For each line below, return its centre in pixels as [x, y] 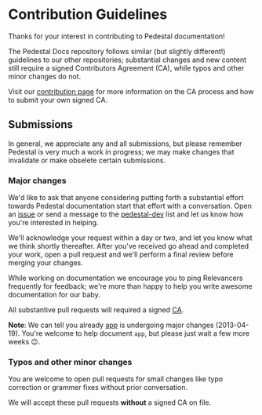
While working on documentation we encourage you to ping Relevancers [126, 278]
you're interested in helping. [53, 223]
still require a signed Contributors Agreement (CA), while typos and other [126, 67]
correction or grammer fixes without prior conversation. [98, 388]
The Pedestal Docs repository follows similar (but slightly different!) [117, 51]
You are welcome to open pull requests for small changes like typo [116, 379]
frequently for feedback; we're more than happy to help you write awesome [130, 286]
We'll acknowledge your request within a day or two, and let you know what [130, 238]
